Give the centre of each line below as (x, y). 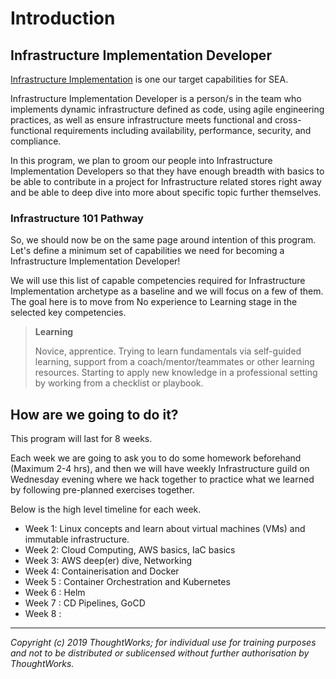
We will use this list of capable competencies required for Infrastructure (158, 281)
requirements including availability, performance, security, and (182, 130)
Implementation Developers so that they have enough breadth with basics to (167, 171)
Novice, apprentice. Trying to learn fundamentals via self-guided (168, 351)
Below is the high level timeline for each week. (106, 509)
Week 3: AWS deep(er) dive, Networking (108, 561)
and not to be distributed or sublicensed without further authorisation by (160, 653)
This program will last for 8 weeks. (81, 439)
